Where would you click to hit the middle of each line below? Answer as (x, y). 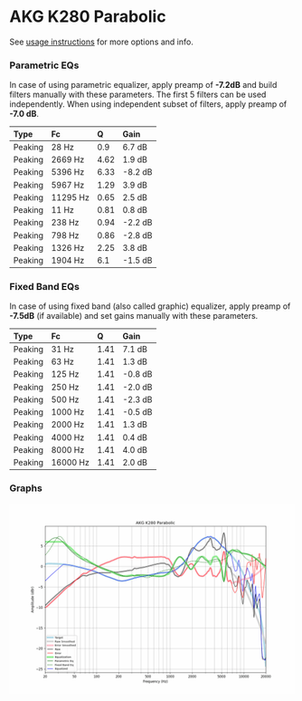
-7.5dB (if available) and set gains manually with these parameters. (134, 316)
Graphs (26, 488)
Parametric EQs (44, 65)
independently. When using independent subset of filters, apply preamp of (148, 104)
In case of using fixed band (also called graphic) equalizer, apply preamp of (150, 306)
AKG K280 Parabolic (88, 17)
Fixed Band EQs (44, 286)
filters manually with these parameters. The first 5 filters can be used (138, 95)
